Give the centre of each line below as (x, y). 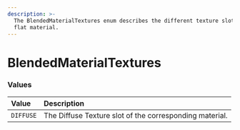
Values (20, 85)
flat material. (36, 27)
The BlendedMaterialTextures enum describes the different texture (116, 21)
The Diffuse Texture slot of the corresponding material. (136, 115)
